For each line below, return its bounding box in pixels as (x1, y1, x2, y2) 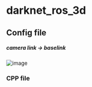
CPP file (6, 74, 30, 83)
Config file (6, 28, 47, 38)
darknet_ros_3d (6, 4, 86, 17)
